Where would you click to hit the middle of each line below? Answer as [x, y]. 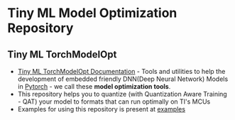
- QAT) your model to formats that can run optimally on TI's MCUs [114, 102]
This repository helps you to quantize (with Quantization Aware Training [122, 94]
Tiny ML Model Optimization [92, 13]
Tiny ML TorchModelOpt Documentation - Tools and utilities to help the [121, 71]
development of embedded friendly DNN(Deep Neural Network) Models [123, 79]
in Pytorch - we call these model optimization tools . [94, 86]
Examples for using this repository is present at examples [102, 109]
